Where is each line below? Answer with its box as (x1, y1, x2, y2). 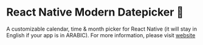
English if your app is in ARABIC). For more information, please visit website (6, 31, 196, 38)
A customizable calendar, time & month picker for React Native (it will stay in (6, 25, 198, 32)
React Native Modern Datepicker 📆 (6, 5, 184, 19)
